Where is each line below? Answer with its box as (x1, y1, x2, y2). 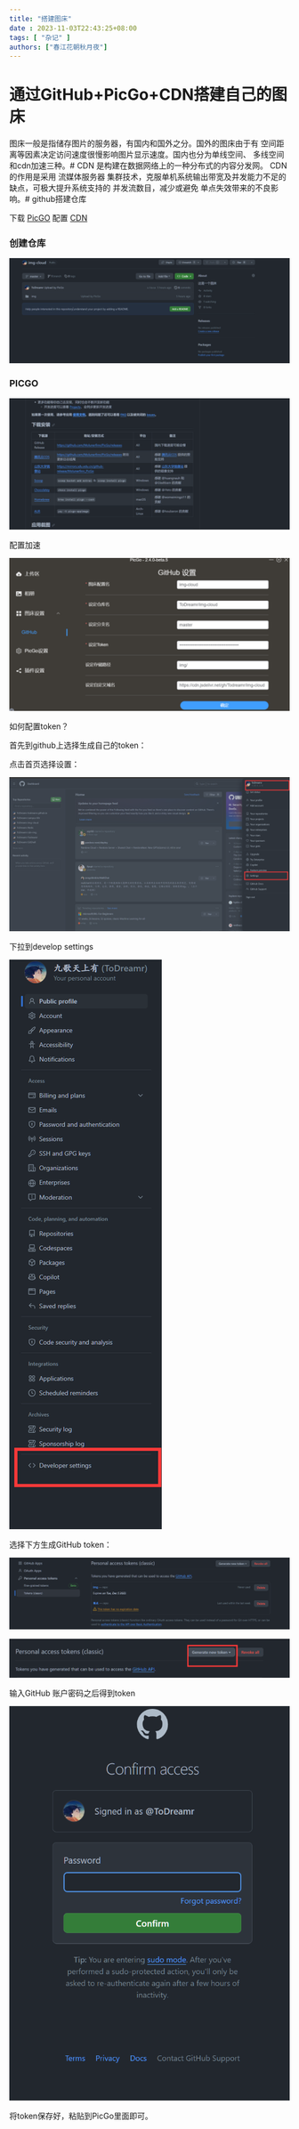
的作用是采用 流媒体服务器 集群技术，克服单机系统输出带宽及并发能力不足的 (9, 172, 287, 182)
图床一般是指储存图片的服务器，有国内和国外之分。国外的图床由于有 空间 (9, 138, 277, 149)
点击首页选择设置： (9, 758, 80, 769)
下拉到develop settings (9, 942, 93, 952)
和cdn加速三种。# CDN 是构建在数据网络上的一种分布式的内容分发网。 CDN (9, 160, 287, 171)
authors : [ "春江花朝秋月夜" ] (9, 43, 109, 52)
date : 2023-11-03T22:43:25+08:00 (9, 23, 138, 33)
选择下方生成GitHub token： (9, 1540, 113, 1550)
